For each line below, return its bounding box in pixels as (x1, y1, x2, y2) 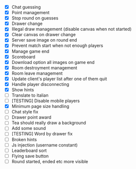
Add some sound (11, 126, 46, 131)
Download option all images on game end (11, 59, 95, 65)
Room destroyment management (11, 64, 77, 70)
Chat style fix (11, 109, 38, 115)
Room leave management (11, 70, 63, 76)
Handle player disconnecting (11, 81, 69, 87)
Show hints (11, 86, 34, 92)
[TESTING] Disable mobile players (11, 98, 80, 104)
